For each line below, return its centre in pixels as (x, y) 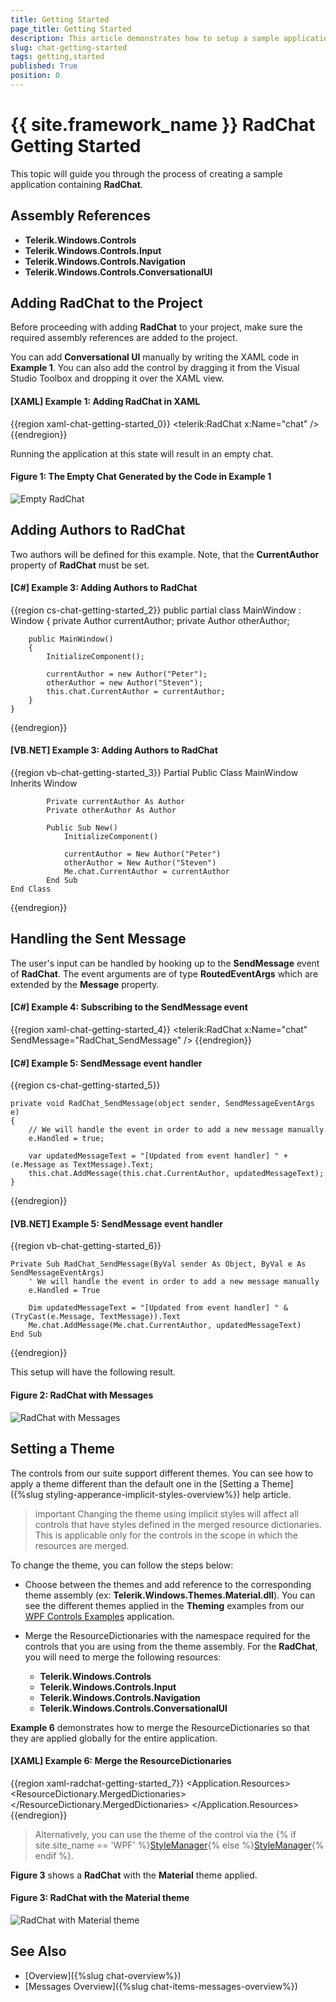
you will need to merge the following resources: (123, 1657)
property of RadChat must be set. (80, 565)
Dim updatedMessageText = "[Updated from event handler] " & (158, 1308)
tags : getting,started (57, 57)
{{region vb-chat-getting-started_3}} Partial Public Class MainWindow (154, 773)
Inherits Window (44, 783)
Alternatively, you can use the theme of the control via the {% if (165, 1834)
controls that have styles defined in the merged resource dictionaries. (178, 1524)
